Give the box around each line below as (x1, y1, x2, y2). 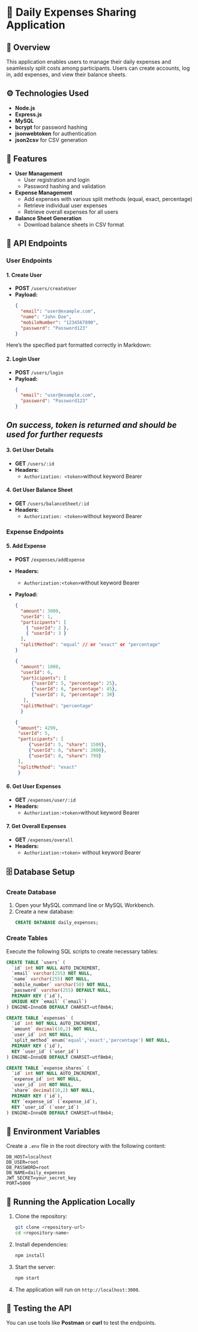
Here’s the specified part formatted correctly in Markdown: (6, 341, 152, 348)
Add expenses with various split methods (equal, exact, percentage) (23, 195, 193, 202)
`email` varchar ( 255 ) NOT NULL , (11, 970, 93, 977)
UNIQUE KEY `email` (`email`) (11, 999, 87, 1005)
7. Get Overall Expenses (6, 823, 67, 830)
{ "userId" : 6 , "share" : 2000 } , (28, 748, 107, 754)
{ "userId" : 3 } (26, 630, 67, 637)
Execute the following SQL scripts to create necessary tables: (6, 947, 158, 955)
